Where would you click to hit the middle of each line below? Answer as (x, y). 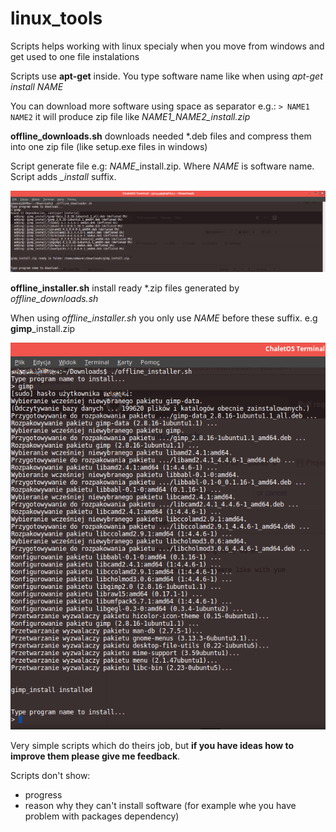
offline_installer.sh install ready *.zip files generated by (125, 288)
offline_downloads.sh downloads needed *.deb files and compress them (161, 136)
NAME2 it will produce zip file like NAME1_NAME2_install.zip (130, 116)
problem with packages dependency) (102, 816)
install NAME (37, 86)
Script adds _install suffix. (63, 176)
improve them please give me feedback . (95, 756)
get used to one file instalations (75, 56)
